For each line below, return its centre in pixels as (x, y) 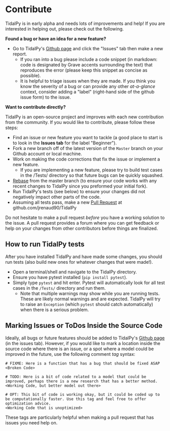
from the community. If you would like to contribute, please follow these (80, 122)
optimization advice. (28, 403)
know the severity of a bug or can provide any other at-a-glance (88, 86)
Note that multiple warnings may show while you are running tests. (90, 293)
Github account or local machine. (47, 153)
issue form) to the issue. (45, 97)
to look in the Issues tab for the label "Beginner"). (64, 143)
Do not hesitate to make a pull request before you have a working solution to (85, 218)
